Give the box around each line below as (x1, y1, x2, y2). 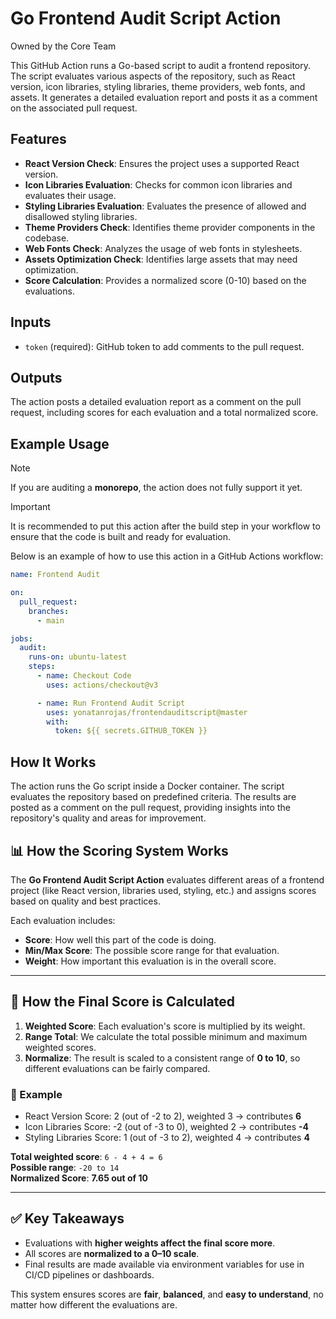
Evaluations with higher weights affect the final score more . (24, 1237, 276, 1249)
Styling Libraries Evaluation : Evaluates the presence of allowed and (24, 200, 307, 212)
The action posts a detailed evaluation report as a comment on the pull (10, 396, 302, 408)
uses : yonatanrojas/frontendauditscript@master (46, 707, 248, 717)
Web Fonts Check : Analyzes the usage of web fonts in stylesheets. (24, 242, 303, 254)
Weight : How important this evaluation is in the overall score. (24, 955, 277, 967)
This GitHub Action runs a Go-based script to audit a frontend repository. (10, 59, 312, 71)
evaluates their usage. (24, 189, 117, 201)
